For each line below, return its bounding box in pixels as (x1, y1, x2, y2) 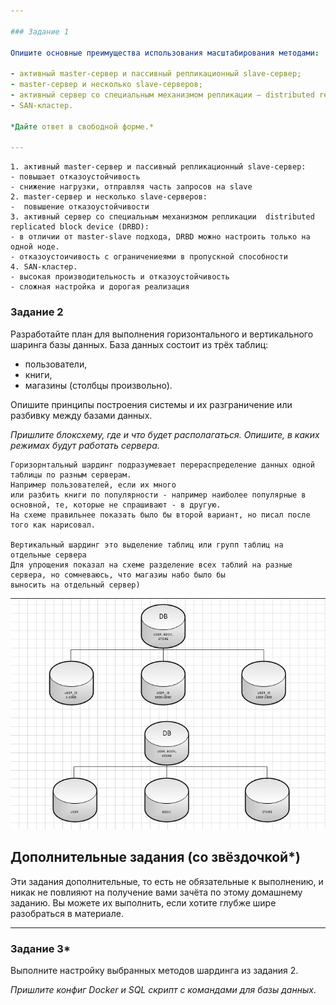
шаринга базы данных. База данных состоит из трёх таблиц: (10, 338, 269, 350)
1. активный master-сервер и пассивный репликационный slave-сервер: (10, 162, 307, 172)
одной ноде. (10, 242, 60, 252)
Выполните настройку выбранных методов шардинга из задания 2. (10, 965, 299, 977)
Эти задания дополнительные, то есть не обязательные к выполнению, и (10, 875, 324, 887)
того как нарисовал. (10, 520, 97, 530)
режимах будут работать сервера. (10, 439, 160, 451)
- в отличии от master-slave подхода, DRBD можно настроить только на (10, 232, 311, 242)
